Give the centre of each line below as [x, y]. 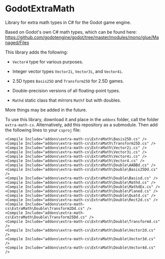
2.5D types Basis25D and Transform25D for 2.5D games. [68, 81]
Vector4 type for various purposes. [48, 62]
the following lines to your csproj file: [43, 130]
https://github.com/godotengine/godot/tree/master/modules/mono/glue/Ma [82, 37]
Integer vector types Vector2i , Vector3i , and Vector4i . [68, 71]
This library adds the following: [37, 52]
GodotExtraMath [40, 9]
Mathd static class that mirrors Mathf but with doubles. [67, 100]
